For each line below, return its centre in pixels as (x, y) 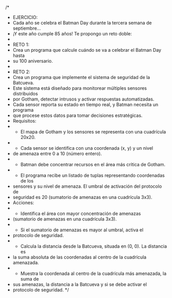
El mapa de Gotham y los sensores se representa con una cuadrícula (93, 132)
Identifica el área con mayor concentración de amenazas (81, 213)
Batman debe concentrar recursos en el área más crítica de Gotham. (93, 164)
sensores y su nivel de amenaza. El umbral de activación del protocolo (87, 186)
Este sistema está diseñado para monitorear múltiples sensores (80, 88)
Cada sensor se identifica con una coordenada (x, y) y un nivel (87, 148)
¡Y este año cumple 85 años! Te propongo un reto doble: (72, 34)
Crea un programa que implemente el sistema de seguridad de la (81, 77)
